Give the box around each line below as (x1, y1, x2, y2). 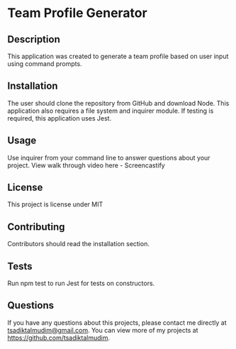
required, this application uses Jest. (7, 113, 112, 122)
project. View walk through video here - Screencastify (7, 161, 165, 170)
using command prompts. (7, 60, 83, 68)
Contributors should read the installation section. (7, 240, 150, 248)
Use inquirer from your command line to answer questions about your (7, 153, 210, 162)
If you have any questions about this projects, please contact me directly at (7, 318, 227, 327)
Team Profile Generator (7, 5, 147, 21)
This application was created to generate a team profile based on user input (7, 52, 229, 60)
